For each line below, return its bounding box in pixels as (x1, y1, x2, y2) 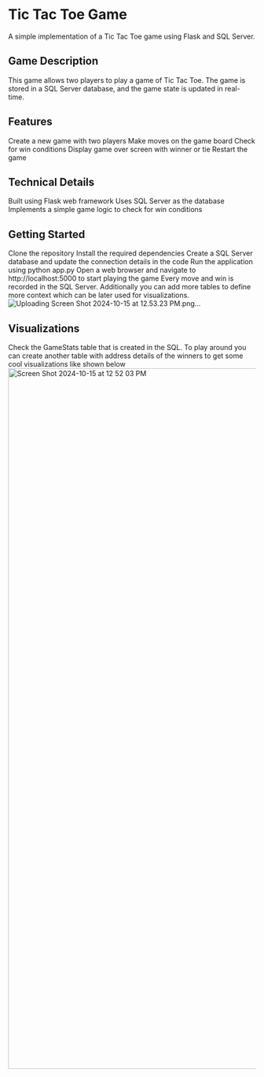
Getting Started (8, 227, 86, 241)
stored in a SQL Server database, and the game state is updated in (8, 84, 224, 93)
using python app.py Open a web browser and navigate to (8, 266, 196, 275)
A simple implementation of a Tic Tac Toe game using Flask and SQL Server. (8, 32, 255, 41)
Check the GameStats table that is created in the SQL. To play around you (8, 343, 247, 352)
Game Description (8, 54, 99, 68)
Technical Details (8, 175, 95, 188)
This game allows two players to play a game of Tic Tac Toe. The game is (8, 75, 246, 84)
